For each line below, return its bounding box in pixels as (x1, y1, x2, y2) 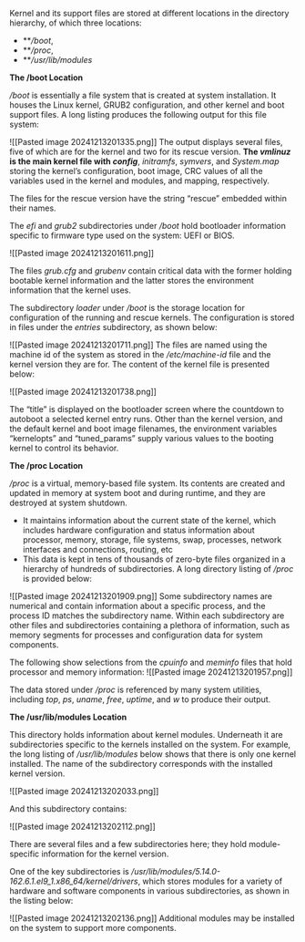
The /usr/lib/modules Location (9, 711, 127, 722)
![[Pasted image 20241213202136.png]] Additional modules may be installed (9, 913, 295, 924)
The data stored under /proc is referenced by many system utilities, (9, 684, 262, 695)
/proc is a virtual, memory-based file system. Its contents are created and (9, 478, 285, 489)
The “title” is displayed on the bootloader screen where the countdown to (9, 404, 285, 414)
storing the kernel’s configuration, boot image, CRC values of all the (9, 166, 263, 176)
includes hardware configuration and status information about (22, 524, 255, 535)
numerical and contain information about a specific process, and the (9, 601, 266, 611)
